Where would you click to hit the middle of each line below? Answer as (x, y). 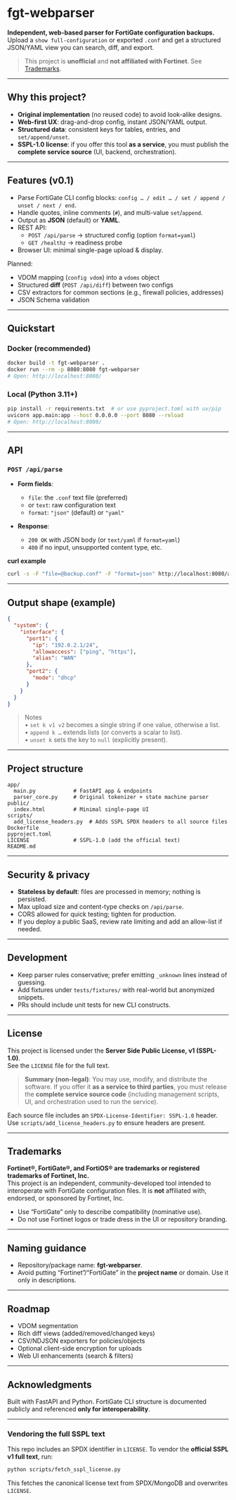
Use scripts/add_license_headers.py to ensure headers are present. (106, 1122)
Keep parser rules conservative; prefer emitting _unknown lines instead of (122, 974)
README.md (22, 847)
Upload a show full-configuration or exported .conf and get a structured (114, 39)
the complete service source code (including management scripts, (122, 1094)
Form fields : (35, 484)
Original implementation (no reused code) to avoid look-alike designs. (120, 114)
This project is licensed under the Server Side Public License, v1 (101, 1050)
